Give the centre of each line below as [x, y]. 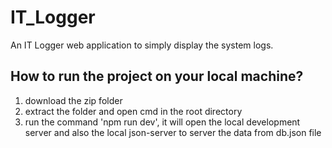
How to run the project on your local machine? [157, 76]
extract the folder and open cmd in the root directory [133, 111]
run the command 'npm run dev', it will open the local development [162, 122]
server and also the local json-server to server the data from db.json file [173, 132]
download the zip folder [73, 100]
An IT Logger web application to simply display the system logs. [142, 45]
